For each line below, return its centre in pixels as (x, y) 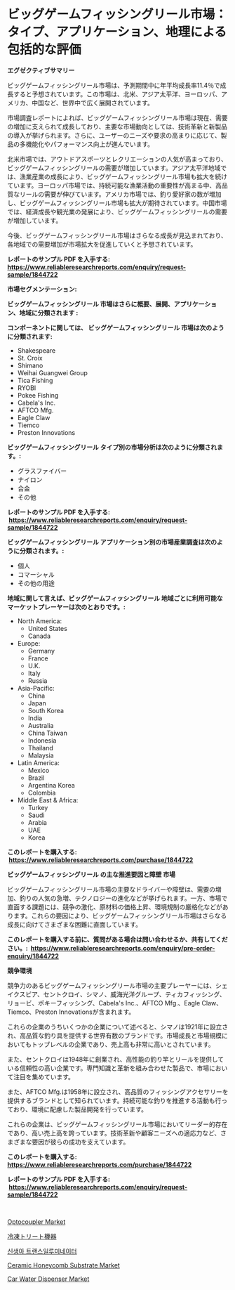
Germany (41, 651)
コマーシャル (36, 574)
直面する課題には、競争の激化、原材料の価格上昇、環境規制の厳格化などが (115, 906)
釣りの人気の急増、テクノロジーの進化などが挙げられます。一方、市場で (123, 898)
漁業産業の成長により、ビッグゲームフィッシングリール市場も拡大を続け (123, 176)
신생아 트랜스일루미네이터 (42, 1251)
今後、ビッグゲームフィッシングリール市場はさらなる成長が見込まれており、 (117, 235)
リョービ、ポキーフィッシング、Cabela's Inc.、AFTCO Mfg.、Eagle (104, 1003)
